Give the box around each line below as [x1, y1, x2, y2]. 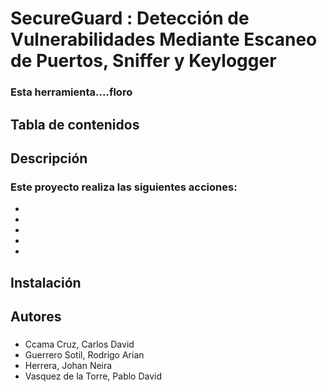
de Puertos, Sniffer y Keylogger [10, 50, 277, 72]
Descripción [10, 150, 88, 167]
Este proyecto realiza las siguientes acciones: [10, 180, 238, 194]
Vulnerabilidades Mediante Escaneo [10, 28, 318, 51]
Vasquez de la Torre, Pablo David [24, 370, 163, 382]
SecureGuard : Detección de [10, 7, 250, 30]
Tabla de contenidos [10, 116, 140, 133]
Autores [10, 308, 62, 325]
